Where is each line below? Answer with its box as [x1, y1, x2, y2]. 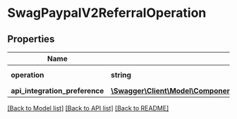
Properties [7, 33, 55, 45]
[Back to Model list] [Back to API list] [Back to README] [7, 104, 169, 112]
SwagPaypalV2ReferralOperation [7, 5, 207, 21]
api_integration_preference [11, 86, 104, 96]
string [110, 70, 132, 80]
